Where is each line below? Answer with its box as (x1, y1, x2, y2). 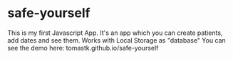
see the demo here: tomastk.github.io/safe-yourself (7, 43, 159, 52)
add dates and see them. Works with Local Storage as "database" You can (7, 36, 226, 44)
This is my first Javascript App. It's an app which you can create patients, (7, 28, 223, 37)
